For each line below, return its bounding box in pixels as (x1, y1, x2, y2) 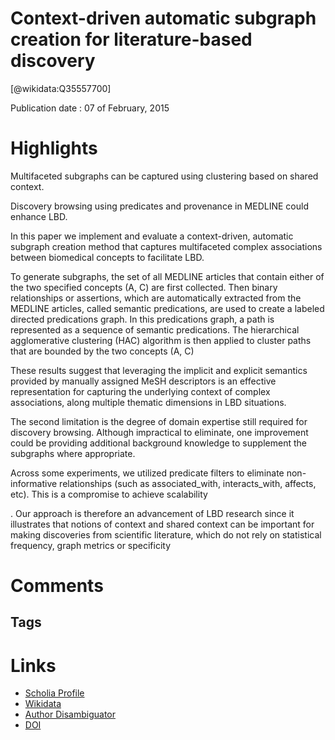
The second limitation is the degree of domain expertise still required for (10, 415, 308, 427)
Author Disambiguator (24, 708, 117, 721)
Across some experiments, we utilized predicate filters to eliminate (10, 467, 285, 479)
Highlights (10, 137, 98, 160)
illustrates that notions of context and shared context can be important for (10, 518, 315, 530)
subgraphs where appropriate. (10, 447, 136, 459)
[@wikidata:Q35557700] (10, 82, 112, 94)
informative (10, 477, 58, 489)
